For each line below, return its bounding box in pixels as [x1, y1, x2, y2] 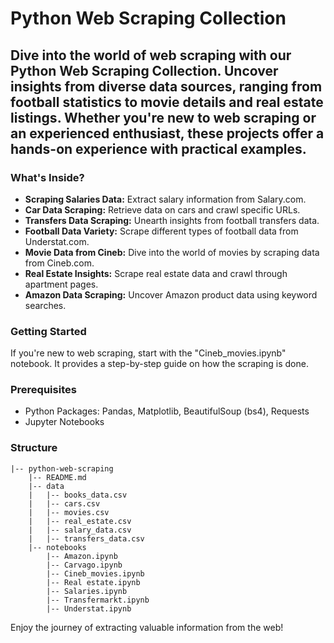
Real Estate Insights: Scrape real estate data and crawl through [24, 267, 288, 279]
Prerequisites [10, 383, 77, 397]
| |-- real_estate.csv [28, 516, 132, 526]
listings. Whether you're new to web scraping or [10, 109, 317, 126]
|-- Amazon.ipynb [46, 551, 118, 561]
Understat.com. [24, 235, 90, 247]
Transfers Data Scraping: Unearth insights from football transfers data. [24, 214, 320, 226]
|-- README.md [28, 472, 87, 482]
